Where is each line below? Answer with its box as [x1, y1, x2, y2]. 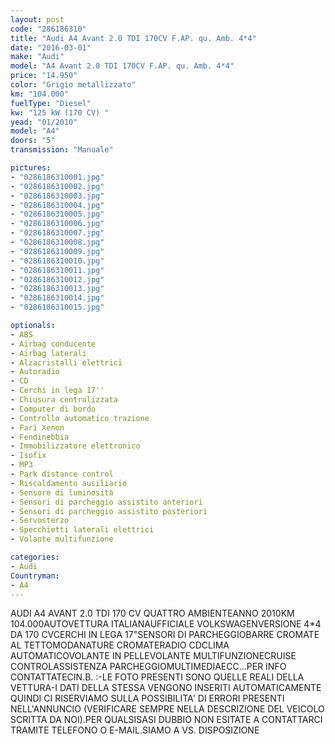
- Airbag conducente [10, 339, 97, 349]
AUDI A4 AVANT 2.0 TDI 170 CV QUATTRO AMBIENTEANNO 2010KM [10, 607, 295, 620]
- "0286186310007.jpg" [10, 228, 105, 238]
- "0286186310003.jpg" [10, 191, 105, 201]
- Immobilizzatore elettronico [10, 441, 141, 451]
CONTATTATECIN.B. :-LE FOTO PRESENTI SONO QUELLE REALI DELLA [10, 671, 305, 683]
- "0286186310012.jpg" [10, 274, 105, 285]
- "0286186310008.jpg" [10, 237, 105, 247]
